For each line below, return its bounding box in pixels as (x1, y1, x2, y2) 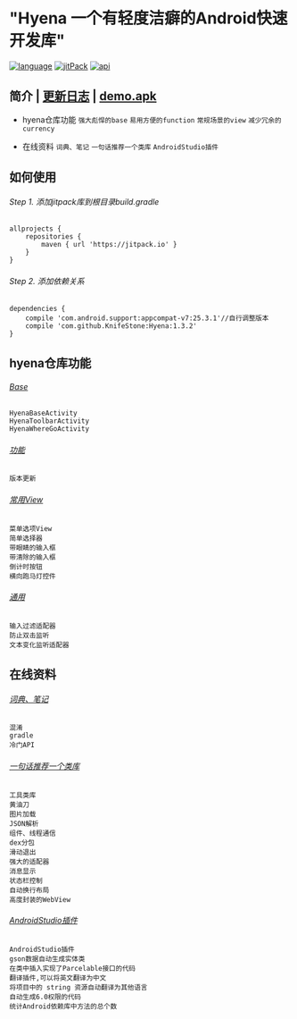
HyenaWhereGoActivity (9, 425, 90, 434)
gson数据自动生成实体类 (9, 954, 86, 964)
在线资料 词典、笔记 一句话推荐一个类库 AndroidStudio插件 (21, 140, 219, 152)
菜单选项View (9, 524, 53, 533)
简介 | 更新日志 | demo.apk (9, 88, 157, 104)
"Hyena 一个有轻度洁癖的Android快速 (9, 8, 288, 29)
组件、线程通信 (9, 829, 56, 838)
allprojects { (9, 224, 62, 233)
